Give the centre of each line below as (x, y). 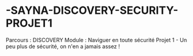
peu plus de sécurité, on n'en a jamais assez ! (63, 46)
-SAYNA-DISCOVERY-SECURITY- (92, 11)
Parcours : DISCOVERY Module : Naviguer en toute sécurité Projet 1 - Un (96, 40)
